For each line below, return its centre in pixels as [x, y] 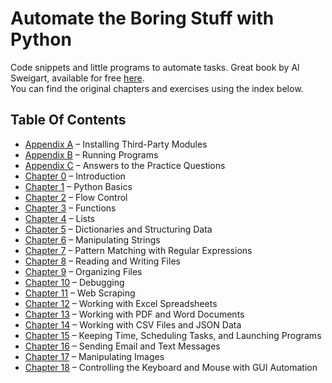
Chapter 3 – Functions [70, 208]
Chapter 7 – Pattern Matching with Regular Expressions [138, 250]
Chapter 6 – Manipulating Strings [92, 239]
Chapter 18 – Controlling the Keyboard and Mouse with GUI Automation [171, 367]
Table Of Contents [68, 120]
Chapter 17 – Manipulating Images [94, 356]
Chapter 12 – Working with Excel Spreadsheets [121, 303]
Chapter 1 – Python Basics [78, 186]
